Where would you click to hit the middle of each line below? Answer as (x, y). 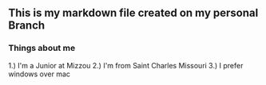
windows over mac (39, 74)
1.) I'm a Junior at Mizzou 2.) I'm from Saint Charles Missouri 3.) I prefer (126, 65)
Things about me (42, 48)
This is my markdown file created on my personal (133, 13)
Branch (27, 26)
